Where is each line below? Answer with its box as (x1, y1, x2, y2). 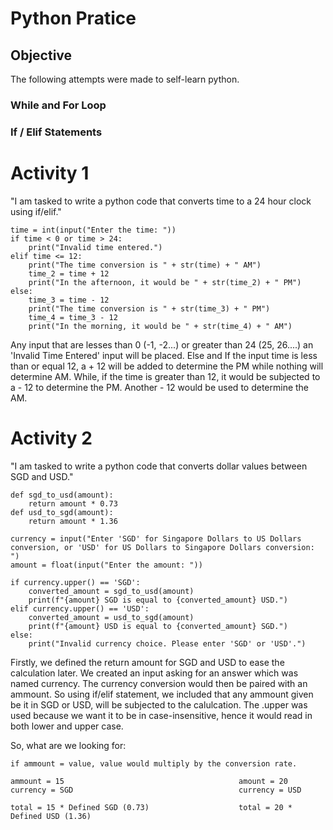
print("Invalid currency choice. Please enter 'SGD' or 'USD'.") (28, 638, 307, 649)
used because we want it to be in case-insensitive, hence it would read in (10, 709, 313, 721)
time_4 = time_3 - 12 (28, 312, 118, 322)
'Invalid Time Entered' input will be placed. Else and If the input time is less (10, 349, 318, 361)
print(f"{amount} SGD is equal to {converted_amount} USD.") (28, 595, 288, 605)
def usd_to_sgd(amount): (10, 507, 114, 517)
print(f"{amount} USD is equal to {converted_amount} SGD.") (28, 621, 288, 631)
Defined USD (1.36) (10, 811, 92, 821)
